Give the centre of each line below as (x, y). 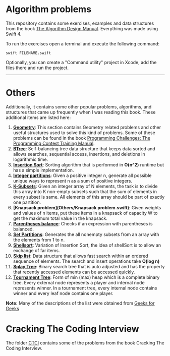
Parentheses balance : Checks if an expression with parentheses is (83, 223)
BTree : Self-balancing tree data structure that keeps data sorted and (84, 149)
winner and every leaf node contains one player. (63, 293)
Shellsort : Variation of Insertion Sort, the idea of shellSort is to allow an (87, 245)
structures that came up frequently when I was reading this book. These (81, 112)
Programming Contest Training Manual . (54, 143)
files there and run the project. (37, 68)
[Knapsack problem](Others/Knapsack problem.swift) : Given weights (87, 207)
